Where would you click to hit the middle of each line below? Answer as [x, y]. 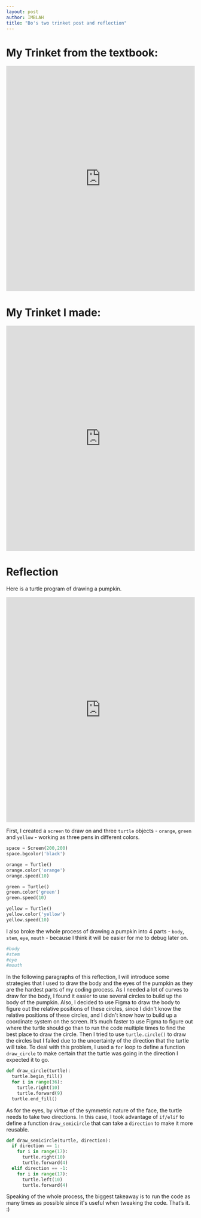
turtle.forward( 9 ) [40, 1093]
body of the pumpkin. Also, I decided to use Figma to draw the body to [93, 1002]
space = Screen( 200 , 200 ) [37, 848]
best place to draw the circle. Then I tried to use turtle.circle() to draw [96, 1034]
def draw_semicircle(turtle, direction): [59, 1141]
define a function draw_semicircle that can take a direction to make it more [100, 1123]
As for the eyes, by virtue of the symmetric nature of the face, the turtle [94, 1110]
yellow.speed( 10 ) [28, 920]
